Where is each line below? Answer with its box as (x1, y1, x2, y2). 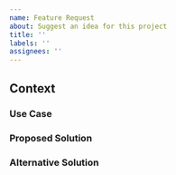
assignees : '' (9, 47, 63, 56)
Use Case (9, 108, 52, 121)
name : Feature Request (9, 13, 95, 23)
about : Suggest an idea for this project (9, 22, 168, 31)
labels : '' (9, 38, 51, 48)
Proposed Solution (9, 132, 93, 145)
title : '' (9, 30, 47, 39)
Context (9, 81, 56, 96)
